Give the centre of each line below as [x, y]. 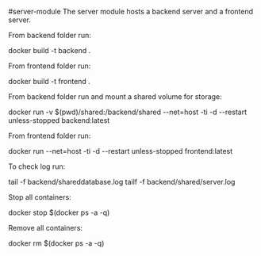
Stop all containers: [40, 197]
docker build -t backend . [50, 50]
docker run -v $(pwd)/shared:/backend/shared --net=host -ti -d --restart [128, 112]
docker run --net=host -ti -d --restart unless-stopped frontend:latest [121, 151]
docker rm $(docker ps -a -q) [56, 243]
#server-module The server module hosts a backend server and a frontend [131, 11]
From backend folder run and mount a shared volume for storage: [115, 97]
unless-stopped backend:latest [59, 120]
